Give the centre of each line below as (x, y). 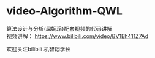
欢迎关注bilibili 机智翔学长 (39, 49)
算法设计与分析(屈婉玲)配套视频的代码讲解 (59, 28)
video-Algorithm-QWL (64, 11)
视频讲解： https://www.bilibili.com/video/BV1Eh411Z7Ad (77, 36)
